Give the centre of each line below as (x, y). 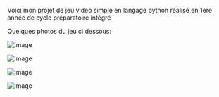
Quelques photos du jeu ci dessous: (59, 31)
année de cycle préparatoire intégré (59, 18)
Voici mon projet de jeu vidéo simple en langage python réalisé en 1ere (110, 10)
